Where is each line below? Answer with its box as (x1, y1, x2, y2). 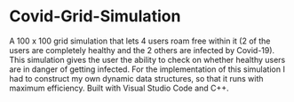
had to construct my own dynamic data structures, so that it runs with (9, 73, 264, 83)
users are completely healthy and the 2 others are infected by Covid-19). (9, 44, 275, 55)
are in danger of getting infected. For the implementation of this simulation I (9, 64, 286, 75)
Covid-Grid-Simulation (9, 6, 181, 27)
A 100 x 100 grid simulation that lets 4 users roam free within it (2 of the (9, 35, 271, 46)
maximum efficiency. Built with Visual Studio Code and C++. (9, 82, 229, 93)
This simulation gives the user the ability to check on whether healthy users (9, 54, 286, 65)
